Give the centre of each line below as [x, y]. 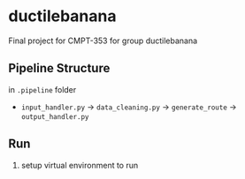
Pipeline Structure [59, 68]
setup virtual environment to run [80, 165]
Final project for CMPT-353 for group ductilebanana [103, 41]
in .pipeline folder [42, 89]
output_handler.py [55, 116]
